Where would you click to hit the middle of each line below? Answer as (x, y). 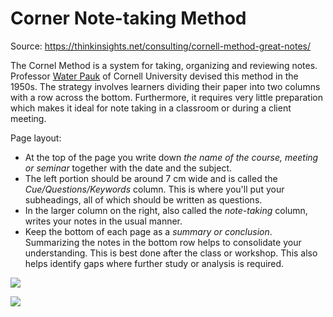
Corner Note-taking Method (128, 18)
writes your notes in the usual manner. (103, 221)
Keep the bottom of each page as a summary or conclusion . (148, 231)
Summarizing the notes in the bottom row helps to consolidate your (163, 242)
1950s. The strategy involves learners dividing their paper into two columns (165, 86)
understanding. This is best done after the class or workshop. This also (171, 253)
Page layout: (36, 138)
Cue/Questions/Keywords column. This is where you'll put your (154, 189)
